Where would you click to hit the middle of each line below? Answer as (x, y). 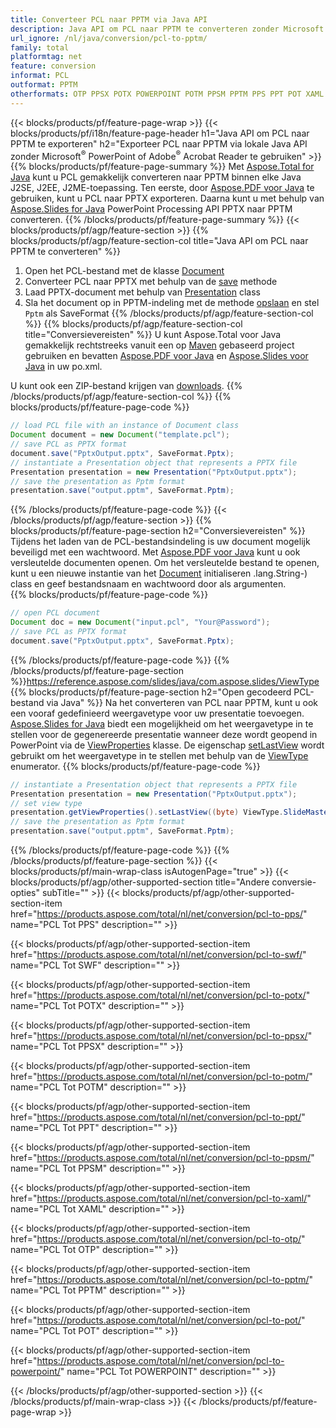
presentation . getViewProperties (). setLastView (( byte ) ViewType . (147, 812)
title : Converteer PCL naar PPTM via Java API (109, 19)
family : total (40, 47)
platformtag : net (46, 57)
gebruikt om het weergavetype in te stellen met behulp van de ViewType (159, 755)
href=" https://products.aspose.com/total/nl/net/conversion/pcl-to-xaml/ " (161, 1198)
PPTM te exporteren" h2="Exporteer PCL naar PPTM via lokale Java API (159, 143)
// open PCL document (55, 613)
